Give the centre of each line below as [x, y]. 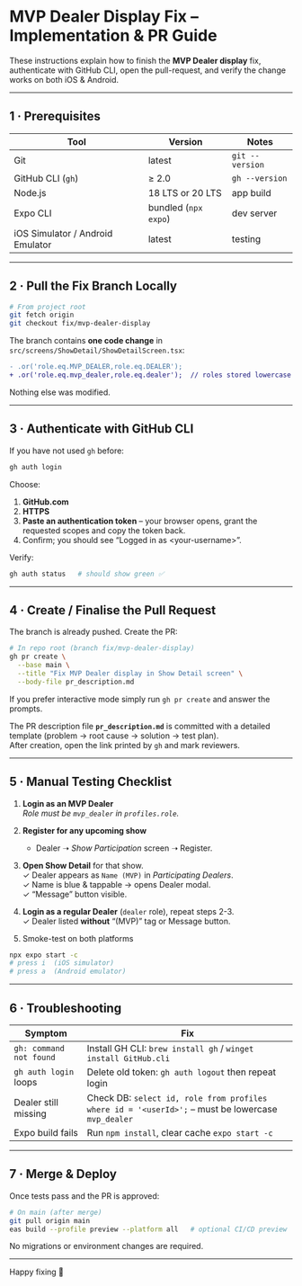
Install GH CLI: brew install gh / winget [170, 1048]
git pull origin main [50, 1220]
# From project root [48, 307]
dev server [255, 213]
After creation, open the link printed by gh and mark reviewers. [125, 745]
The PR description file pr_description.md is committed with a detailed [140, 726]
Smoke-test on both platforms [78, 938]
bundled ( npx [175, 207]
